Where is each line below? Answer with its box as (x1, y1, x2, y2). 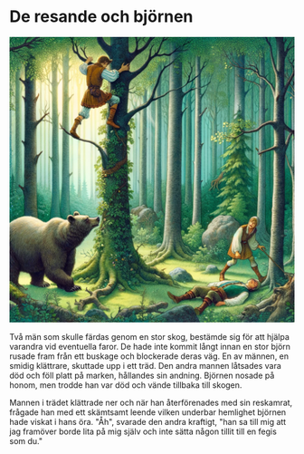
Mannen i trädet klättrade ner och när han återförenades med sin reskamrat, (9, 397, 293, 408)
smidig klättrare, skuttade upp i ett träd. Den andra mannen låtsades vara (9, 360, 282, 371)
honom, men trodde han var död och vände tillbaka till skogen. (9, 379, 242, 391)
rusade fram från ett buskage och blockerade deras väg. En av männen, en (9, 351, 290, 362)
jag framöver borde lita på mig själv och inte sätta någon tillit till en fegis (9, 426, 278, 437)
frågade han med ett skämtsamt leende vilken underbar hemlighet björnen (9, 406, 287, 418)
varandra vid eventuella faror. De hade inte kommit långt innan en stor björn (9, 341, 291, 352)
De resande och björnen (9, 6, 194, 27)
